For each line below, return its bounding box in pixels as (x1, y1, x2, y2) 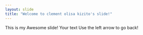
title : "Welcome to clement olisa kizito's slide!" (5, 12, 112, 16)
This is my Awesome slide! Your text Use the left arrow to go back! (5, 24, 139, 30)
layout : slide (5, 7, 34, 12)
